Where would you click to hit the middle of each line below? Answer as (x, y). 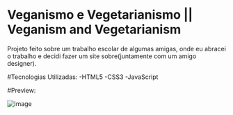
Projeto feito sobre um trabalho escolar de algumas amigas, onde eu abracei (116, 48)
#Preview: (22, 90)
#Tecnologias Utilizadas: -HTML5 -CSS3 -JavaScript (83, 77)
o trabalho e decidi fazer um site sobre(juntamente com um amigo (102, 56)
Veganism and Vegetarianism (94, 29)
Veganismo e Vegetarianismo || (100, 15)
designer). (22, 63)
